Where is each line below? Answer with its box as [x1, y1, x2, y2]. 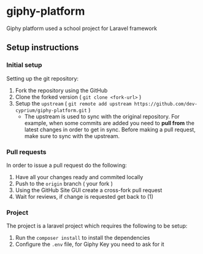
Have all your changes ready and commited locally [15, 173, 144, 180]
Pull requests [6, 147, 47, 156]
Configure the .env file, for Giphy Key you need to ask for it [15, 241, 164, 248]
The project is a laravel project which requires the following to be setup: [6, 222, 188, 229]
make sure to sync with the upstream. [24, 132, 120, 139]
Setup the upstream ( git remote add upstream [15, 99, 132, 107]
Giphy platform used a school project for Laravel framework [6, 25, 158, 32]
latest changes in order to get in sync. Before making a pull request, [24, 126, 196, 133]
